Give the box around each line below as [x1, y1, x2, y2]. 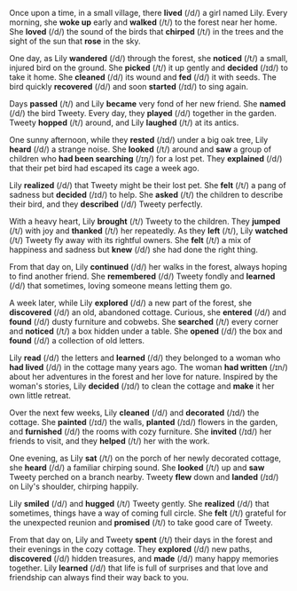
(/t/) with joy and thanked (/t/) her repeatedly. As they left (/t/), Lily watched [9, 225, 288, 236]
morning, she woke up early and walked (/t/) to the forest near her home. [9, 17, 277, 28]
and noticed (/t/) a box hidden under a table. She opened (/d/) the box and [9, 326, 283, 336]
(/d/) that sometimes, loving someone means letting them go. [9, 280, 232, 291]
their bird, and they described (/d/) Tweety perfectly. [9, 199, 203, 209]
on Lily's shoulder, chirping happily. [9, 481, 139, 492]
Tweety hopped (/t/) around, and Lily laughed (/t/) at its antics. [9, 117, 239, 128]
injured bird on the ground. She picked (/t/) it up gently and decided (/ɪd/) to [9, 62, 288, 73]
